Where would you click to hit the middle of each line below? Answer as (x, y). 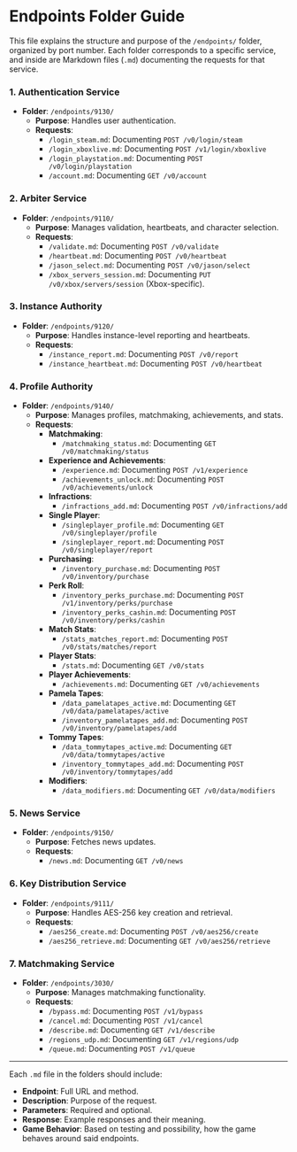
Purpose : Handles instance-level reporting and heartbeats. (142, 335)
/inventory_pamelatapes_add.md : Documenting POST (155, 720)
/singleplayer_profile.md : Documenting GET (143, 525)
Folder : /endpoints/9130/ (68, 112)
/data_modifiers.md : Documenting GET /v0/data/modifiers (168, 791)
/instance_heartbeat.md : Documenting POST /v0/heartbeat (155, 363)
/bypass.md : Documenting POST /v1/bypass (126, 1011)
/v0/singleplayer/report (107, 551)
